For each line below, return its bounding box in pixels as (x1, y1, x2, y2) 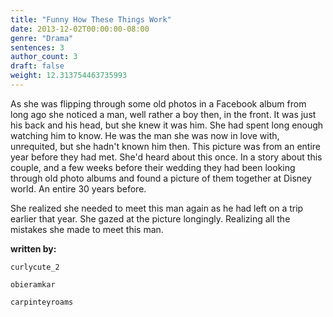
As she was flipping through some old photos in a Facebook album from (10, 97, 307, 110)
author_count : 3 (10, 52, 78, 62)
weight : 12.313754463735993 (10, 71, 128, 81)
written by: (10, 242, 57, 255)
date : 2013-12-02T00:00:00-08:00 (10, 24, 150, 34)
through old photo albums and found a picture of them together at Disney (10, 172, 312, 184)
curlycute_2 (10, 262, 60, 272)
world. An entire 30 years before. (10, 182, 147, 195)
